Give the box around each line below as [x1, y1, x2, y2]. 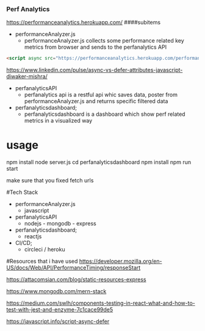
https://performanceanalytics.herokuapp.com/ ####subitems [6, 19, 160, 26]
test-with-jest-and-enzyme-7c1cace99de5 [6, 306, 113, 313]
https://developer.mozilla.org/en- [79, 258, 162, 265]
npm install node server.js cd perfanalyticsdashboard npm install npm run [6, 158, 191, 166]
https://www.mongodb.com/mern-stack [6, 288, 107, 295]
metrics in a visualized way [24, 117, 93, 124]
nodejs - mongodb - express [24, 220, 96, 227]
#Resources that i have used [6, 258, 78, 265]
